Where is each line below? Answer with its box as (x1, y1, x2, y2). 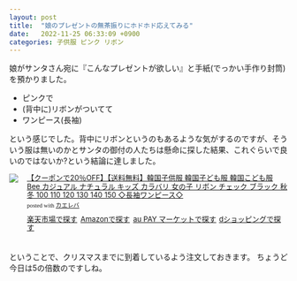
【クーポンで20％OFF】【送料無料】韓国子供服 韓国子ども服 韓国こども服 (27, 173, 274, 183)
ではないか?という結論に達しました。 (24, 156, 161, 166)
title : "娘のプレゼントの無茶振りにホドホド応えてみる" (9, 21, 194, 30)
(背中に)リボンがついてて (21, 103, 113, 115)
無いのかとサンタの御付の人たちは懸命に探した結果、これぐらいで (39, 145, 280, 156)
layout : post (9, 12, 57, 22)
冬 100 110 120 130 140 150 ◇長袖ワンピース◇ (27, 190, 184, 200)
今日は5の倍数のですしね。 (9, 262, 108, 274)
